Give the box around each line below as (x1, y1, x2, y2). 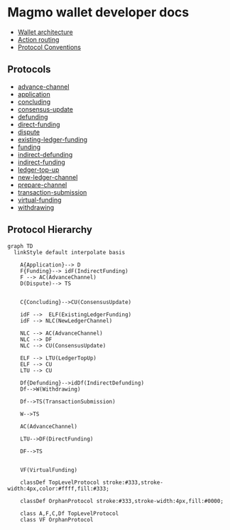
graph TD (7, 242, 33, 249)
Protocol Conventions (17, 43, 82, 51)
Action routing (17, 35, 60, 43)
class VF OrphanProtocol (20, 516, 94, 523)
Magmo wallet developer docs (7, 4, 190, 21)
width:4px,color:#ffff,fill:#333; (7, 485, 110, 492)
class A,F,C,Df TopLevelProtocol (20, 509, 119, 517)
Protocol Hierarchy (7, 224, 92, 236)
